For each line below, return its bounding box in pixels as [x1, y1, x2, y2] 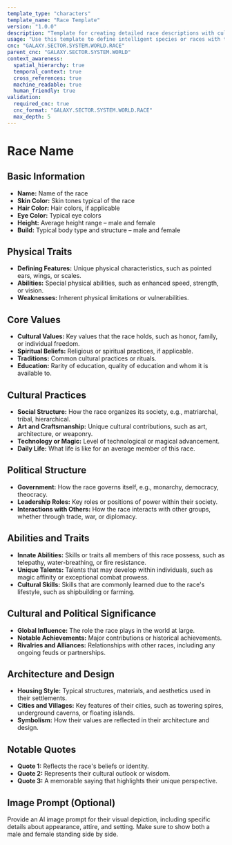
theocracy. [17, 490, 48, 498]
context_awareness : [7, 55, 64, 62]
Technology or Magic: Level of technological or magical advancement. [17, 437, 220, 446]
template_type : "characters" [7, 10, 91, 17]
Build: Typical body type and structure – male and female [17, 226, 181, 234]
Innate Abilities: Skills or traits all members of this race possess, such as [17, 550, 225, 559]
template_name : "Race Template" [7, 17, 100, 24]
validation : [7, 94, 41, 101]
